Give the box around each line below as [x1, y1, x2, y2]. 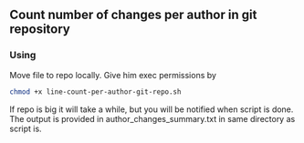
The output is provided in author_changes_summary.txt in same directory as [9, 113, 296, 124]
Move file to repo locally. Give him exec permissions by [9, 69, 217, 80]
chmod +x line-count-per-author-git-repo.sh [9, 87, 182, 97]
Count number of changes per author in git [9, 7, 257, 23]
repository [9, 22, 71, 37]
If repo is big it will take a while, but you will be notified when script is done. [9, 104, 294, 115]
